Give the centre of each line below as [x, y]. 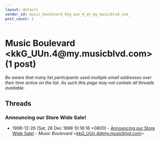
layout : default [22, 10]
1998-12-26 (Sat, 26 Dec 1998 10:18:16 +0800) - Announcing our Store [84, 128]
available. [15, 88]
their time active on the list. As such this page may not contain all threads [80, 83]
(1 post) [21, 64]
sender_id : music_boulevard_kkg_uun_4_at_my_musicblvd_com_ [68, 14]
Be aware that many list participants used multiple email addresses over [79, 78]
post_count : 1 [20, 19]
